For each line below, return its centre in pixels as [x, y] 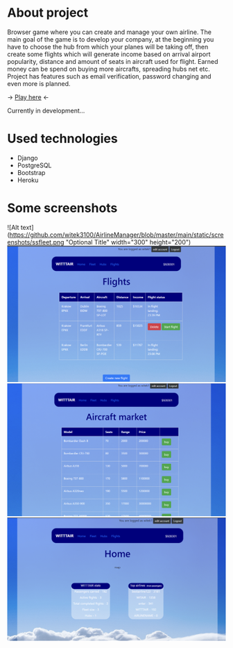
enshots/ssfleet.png [36, 242]
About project [48, 13]
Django [27, 158]
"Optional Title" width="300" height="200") [128, 242]
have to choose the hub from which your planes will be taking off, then [108, 47]
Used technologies [62, 139]
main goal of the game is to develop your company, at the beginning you [111, 39]
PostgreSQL [34, 165]
